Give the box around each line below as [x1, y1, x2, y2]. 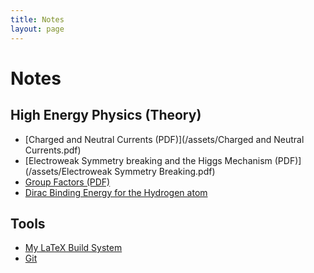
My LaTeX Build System [24, 242, 123, 254]
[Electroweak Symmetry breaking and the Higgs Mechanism [24, 154, 273, 166]
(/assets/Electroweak [24, 165, 113, 177]
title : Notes [10, 14, 65, 25]
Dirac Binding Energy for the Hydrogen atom [24, 186, 208, 198]
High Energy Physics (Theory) [10, 107, 202, 124]
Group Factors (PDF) [24, 176, 111, 188]
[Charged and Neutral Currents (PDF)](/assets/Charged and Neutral [24, 133, 305, 145]
